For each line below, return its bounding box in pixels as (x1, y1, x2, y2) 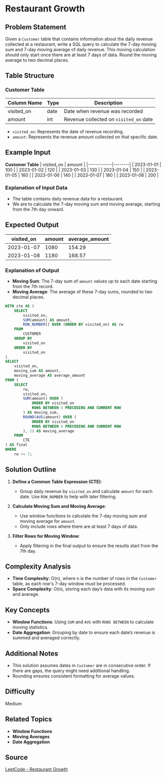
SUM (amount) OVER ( (23, 396, 64, 401)
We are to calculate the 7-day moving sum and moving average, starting (12, 201, 161, 207)
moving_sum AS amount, (14, 369, 61, 374)
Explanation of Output (5, 267, 60, 274)
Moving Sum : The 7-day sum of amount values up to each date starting (12, 278, 158, 284)
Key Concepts (5, 605, 50, 614)
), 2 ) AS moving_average (23, 428, 75, 433)
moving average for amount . (19, 518, 76, 524)
